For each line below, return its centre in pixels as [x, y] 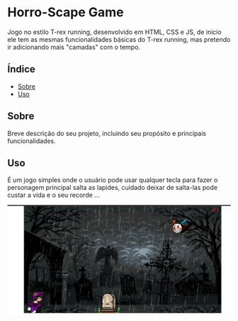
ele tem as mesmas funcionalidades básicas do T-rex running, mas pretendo [119, 39]
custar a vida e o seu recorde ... [54, 195]
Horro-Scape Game [66, 12]
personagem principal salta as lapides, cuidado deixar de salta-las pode [113, 188]
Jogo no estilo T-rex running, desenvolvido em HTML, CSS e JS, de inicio [114, 32]
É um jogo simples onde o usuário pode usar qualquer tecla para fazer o [113, 180]
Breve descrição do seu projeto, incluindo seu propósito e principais [107, 133]
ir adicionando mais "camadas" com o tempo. [74, 47]
